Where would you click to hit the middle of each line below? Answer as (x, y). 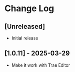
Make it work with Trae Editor (41, 65)
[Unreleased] (25, 27)
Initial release (25, 38)
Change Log (29, 9)
